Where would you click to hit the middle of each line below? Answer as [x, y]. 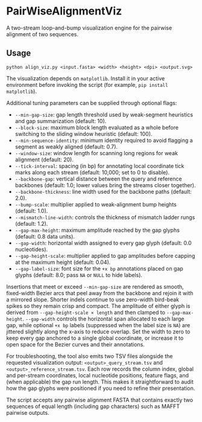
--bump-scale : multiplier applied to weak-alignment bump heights [96, 204]
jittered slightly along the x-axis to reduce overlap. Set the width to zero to [98, 331]
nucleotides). [31, 249]
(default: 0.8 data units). [45, 236]
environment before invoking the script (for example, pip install [87, 85]
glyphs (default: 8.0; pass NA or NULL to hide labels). [79, 275]
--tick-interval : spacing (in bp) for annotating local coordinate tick [99, 166]
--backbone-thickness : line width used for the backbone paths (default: [103, 191]
